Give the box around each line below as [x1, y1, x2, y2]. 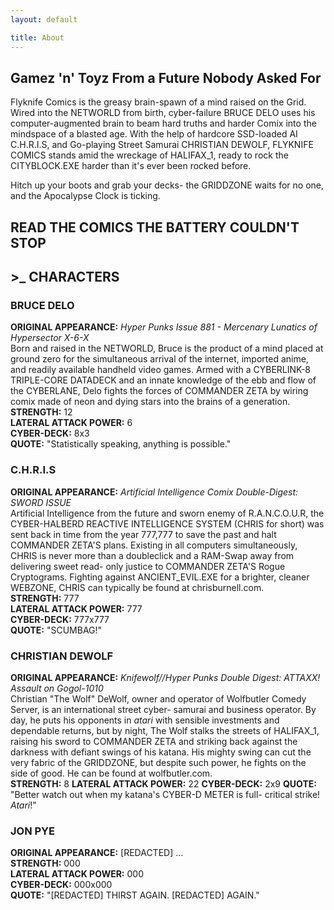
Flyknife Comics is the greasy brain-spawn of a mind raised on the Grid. [10, 96, 307, 108]
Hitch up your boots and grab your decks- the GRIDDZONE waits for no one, [10, 179, 325, 191]
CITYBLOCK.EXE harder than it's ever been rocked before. [10, 160, 252, 172]
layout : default [10, 14, 78, 25]
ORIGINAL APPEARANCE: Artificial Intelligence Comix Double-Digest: [10, 486, 299, 498]
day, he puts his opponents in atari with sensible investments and [10, 714, 280, 726]
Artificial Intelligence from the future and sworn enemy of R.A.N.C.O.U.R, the [10, 507, 325, 519]
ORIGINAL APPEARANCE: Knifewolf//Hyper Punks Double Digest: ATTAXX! [10, 671, 321, 683]
